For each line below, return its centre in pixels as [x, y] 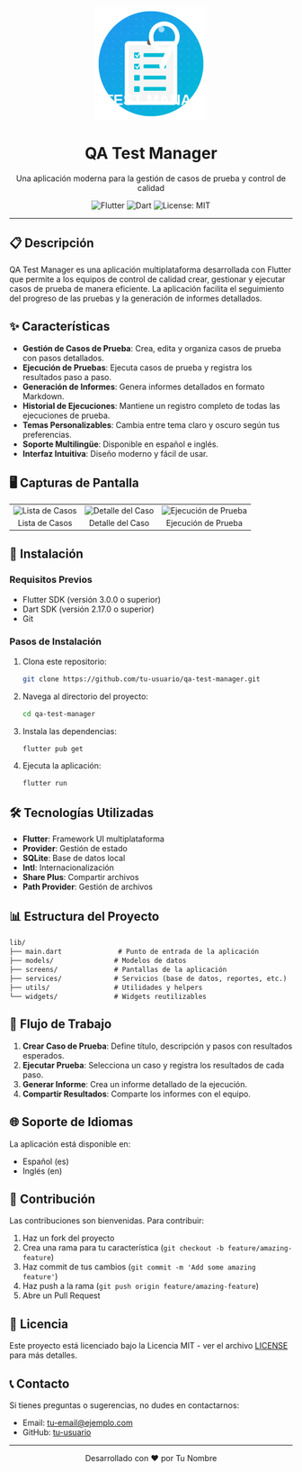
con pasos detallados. [63, 358]
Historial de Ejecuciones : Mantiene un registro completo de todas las [151, 405]
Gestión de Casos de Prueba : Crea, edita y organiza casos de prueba [151, 348]
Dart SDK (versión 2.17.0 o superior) [88, 609]
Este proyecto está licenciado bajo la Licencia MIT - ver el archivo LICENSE [149, 1346]
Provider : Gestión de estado [75, 849]
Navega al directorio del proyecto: [85, 696]
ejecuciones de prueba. [66, 415]
